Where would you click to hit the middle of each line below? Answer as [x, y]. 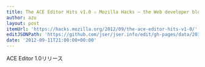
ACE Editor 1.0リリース [34, 58]
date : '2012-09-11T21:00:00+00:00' [52, 40]
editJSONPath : [24, 35]
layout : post [23, 23]
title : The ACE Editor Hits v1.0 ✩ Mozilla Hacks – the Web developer [98, 12]
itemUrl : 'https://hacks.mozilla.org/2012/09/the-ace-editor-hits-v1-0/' [102, 29]
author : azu [21, 18]
